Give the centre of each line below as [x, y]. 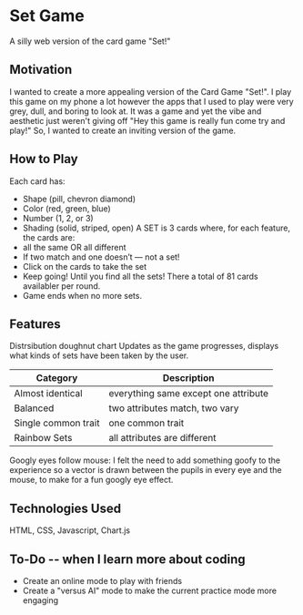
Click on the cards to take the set [85, 266]
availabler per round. [61, 286]
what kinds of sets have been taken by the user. [99, 355]
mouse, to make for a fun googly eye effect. [91, 480]
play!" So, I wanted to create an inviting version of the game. [123, 130]
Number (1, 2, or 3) [58, 218]
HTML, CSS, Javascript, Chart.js [70, 530]
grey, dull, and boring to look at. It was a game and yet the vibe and [136, 111]
